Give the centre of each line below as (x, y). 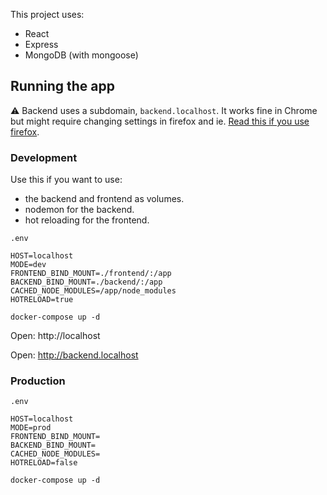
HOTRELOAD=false (44, 463)
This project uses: (47, 14)
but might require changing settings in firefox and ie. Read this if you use (160, 121)
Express (41, 44)
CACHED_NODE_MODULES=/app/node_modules (93, 291)
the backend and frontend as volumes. (104, 199)
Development (44, 157)
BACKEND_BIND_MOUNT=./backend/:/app (86, 282)
